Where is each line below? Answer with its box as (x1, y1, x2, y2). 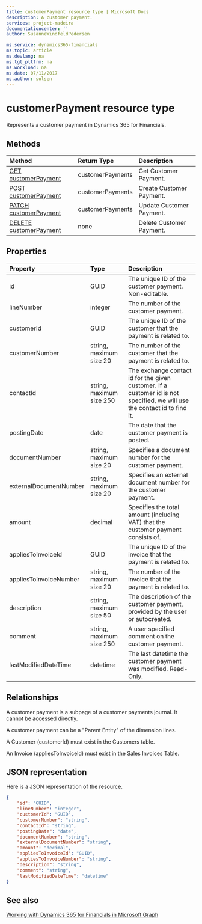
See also (6, 895, 39, 905)
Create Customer (138, 184, 188, 192)
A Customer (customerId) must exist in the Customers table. (6, 738, 155, 745)
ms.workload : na (6, 64, 47, 70)
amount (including (128, 510, 180, 519)
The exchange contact (128, 366, 192, 375)
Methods (6, 139, 41, 149)
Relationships (6, 693, 59, 703)
